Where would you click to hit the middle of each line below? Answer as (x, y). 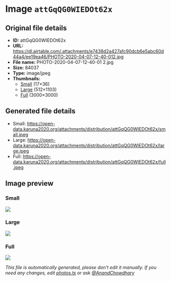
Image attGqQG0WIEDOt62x (59, 9)
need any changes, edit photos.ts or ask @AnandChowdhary (70, 273)
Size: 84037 (26, 68)
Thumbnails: (27, 78)
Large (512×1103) (38, 90)
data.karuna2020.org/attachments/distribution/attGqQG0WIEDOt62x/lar (89, 145)
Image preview (29, 183)
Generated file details (40, 111)
